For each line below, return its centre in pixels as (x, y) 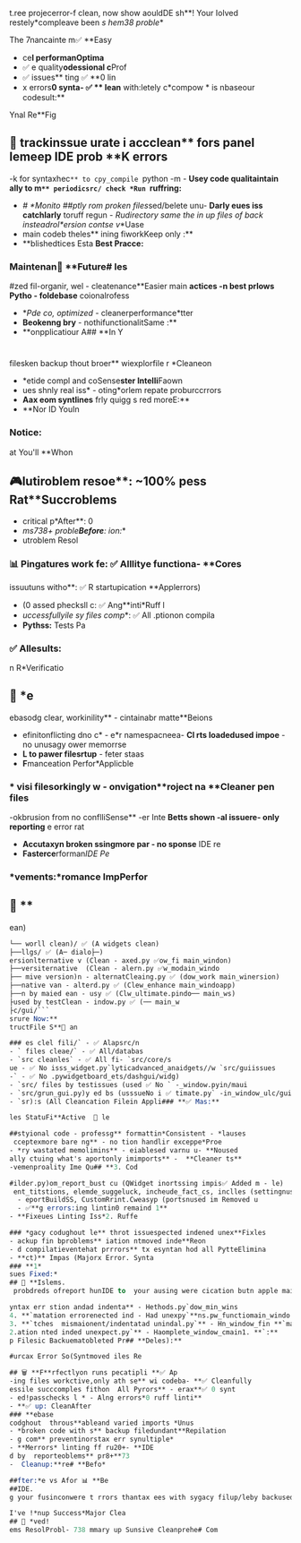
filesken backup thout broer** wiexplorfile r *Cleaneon (111, 364)
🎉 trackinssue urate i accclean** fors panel (132, 143)
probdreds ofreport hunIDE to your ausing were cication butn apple (146, 1291)
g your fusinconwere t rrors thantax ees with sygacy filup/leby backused (152, 1497)
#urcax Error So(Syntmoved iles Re (76, 1357)
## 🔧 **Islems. (38, 1283)
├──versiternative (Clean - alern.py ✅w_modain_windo (115, 969)
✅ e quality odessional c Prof (74, 67)
